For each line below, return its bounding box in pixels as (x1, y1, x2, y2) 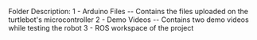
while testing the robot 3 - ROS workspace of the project (8, 24, 194, 32)
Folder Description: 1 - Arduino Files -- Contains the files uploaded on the (8, 7, 249, 16)
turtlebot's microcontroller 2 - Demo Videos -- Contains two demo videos (8, 15, 249, 24)
